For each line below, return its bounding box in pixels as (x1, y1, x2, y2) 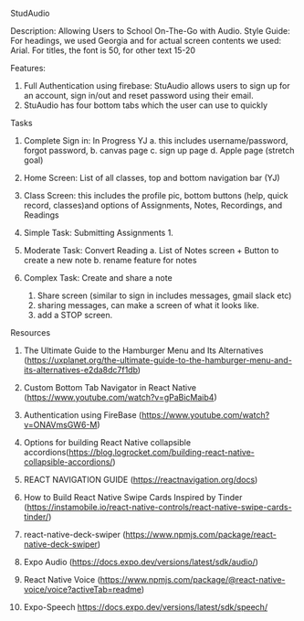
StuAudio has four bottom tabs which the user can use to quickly (23, 100, 268, 111)
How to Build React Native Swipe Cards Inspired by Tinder (23, 492, 243, 502)
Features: (10, 63, 47, 73)
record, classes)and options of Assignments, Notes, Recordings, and (23, 200, 283, 210)
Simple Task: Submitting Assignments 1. (23, 228, 174, 238)
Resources (10, 327, 51, 337)
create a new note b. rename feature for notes (23, 255, 197, 265)
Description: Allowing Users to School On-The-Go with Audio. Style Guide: (10, 26, 290, 36)
